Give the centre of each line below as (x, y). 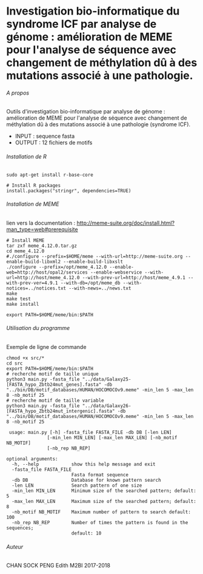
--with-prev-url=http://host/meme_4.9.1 (134, 277)
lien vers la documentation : (41, 223)
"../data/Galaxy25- (107, 379)
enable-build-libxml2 (34, 262)
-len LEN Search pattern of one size (77, 485)
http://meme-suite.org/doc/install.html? (125, 223)
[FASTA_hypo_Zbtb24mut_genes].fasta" (54, 385)
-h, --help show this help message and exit (84, 464)
